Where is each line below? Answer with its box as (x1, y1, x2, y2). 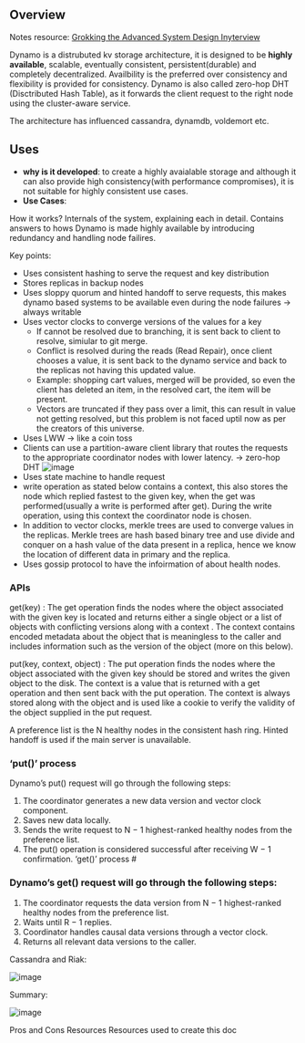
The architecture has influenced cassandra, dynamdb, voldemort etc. (9, 115, 269, 126)
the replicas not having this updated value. (36, 364, 197, 375)
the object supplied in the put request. (9, 706, 153, 717)
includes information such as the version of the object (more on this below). (9, 641, 294, 652)
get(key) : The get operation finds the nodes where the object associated (9, 601, 284, 612)
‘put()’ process (9, 756, 77, 769)
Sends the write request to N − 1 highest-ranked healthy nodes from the (22, 825, 293, 836)
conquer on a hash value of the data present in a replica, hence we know (22, 538, 297, 550)
